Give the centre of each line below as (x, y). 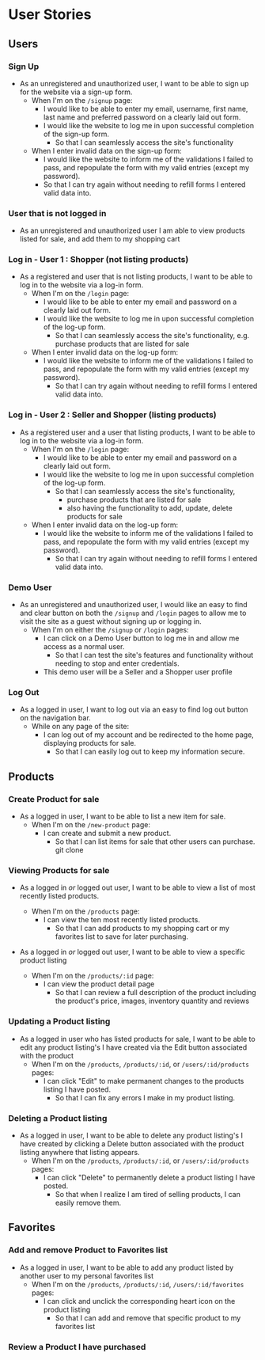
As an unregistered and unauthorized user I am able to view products (132, 230)
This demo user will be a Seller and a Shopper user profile (138, 672)
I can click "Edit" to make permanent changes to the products (144, 1081)
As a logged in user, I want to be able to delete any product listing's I (131, 1135)
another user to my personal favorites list (87, 1275)
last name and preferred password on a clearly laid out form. (142, 117)
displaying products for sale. (90, 743)
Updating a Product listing (59, 1021)
